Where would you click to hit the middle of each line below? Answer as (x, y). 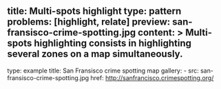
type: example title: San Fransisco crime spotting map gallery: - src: (103, 71)
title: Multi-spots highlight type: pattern (94, 11)
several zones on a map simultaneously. (95, 54)
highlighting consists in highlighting (113, 43)
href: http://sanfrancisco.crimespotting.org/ (152, 77)
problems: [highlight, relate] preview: (89, 22)
